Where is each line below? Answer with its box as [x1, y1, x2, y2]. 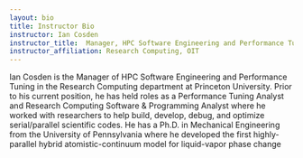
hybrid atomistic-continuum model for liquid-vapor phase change [38, 139, 282, 150]
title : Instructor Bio [9, 22, 95, 31]
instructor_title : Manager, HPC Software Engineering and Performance [9, 38, 284, 48]
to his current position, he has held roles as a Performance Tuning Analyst [9, 91, 284, 102]
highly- [252, 129, 280, 140]
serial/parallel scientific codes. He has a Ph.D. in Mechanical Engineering [9, 119, 280, 131]
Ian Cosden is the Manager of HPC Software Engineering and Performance [9, 71, 288, 82]
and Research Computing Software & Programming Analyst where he [9, 100, 266, 111]
